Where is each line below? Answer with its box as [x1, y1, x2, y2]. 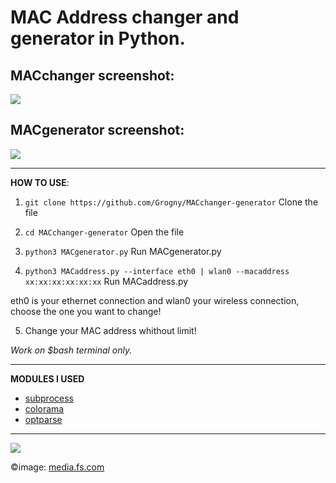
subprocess [24, 392, 74, 404]
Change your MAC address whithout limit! [24, 324, 197, 336]
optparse [24, 413, 63, 425]
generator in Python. [10, 27, 186, 50]
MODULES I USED [10, 372, 85, 385]
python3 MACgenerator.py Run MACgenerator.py [24, 245, 222, 257]
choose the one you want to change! [10, 305, 162, 317]
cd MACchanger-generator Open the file [24, 226, 185, 238]
